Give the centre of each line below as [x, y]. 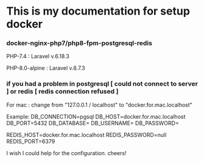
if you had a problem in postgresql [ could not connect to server [102, 84]
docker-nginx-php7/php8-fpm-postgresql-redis [79, 43]
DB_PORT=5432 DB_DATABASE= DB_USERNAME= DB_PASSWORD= [93, 123]
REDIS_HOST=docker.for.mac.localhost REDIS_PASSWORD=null [86, 134]
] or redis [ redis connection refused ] [62, 91]
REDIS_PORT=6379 [31, 141]
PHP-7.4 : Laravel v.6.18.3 [38, 57]
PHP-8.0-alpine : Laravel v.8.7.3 [46, 68]
